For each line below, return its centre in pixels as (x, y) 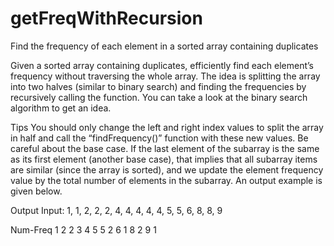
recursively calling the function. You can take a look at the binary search (159, 97)
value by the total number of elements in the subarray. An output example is (166, 180)
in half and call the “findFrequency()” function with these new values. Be (159, 138)
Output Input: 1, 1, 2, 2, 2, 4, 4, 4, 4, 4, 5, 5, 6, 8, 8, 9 (116, 210)
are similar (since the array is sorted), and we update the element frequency (167, 169)
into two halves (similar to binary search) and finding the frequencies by (158, 86)
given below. (36, 191)
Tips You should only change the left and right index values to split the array (167, 127)
